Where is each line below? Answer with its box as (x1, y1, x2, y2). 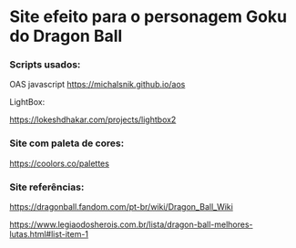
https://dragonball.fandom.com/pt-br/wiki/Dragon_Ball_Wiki (9, 201, 234, 212)
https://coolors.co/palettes (9, 158, 109, 169)
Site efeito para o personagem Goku (9, 6, 288, 27)
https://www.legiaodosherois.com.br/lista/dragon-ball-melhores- (9, 219, 253, 230)
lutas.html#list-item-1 (9, 229, 89, 240)
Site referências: (9, 181, 85, 193)
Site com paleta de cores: (9, 137, 125, 150)
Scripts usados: (9, 58, 81, 71)
